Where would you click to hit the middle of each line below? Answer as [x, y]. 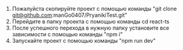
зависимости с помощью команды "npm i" [67, 34]
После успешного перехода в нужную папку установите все [91, 28]
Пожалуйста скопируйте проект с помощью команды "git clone [94, 9]
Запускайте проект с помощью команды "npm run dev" [84, 41]
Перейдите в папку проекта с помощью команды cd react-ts [91, 21]
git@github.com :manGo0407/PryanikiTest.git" [69, 15]
